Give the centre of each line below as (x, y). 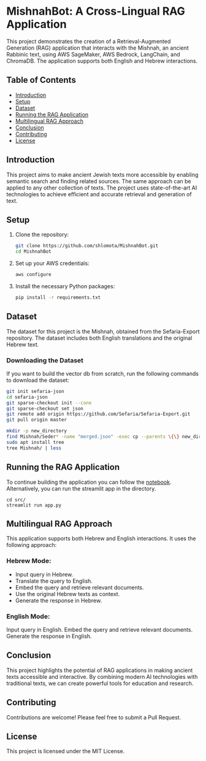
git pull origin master (37, 420)
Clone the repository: (42, 235)
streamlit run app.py (34, 505)
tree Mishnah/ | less (34, 448)
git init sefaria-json (35, 391)
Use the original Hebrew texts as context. (67, 594)
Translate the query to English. (54, 581)
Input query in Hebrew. (44, 574)
